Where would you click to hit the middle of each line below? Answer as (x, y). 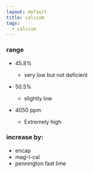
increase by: (25, 137)
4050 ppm (28, 110)
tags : (13, 23)
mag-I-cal (27, 157)
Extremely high (42, 122)
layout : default (27, 12)
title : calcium (25, 18)
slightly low (38, 98)
